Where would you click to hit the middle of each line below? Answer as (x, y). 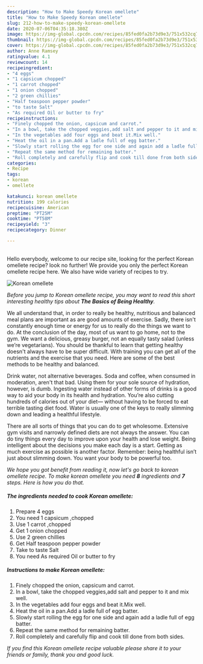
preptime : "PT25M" (30, 213)
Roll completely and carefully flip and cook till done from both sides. (100, 636)
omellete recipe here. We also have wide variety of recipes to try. (88, 271)
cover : (15, 46)
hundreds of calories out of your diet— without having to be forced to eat (98, 401)
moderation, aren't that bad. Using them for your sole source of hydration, (98, 382)
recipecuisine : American (38, 208)
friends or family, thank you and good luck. (60, 654)
